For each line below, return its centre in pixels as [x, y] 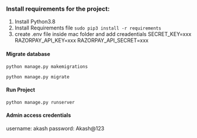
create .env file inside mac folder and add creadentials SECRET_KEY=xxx [103, 34]
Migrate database [28, 54]
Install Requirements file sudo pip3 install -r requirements [88, 28]
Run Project [21, 90]
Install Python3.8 [35, 22]
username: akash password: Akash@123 [55, 128]
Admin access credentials [39, 115]
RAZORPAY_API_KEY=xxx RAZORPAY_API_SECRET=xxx [81, 41]
